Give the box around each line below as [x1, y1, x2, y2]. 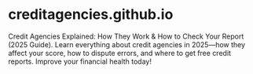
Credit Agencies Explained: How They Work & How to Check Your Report [8, 31, 244, 41]
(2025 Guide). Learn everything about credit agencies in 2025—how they [8, 39, 246, 49]
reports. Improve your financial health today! [8, 57, 152, 66]
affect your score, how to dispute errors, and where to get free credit [8, 48, 232, 57]
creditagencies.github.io [8, 6, 174, 24]
